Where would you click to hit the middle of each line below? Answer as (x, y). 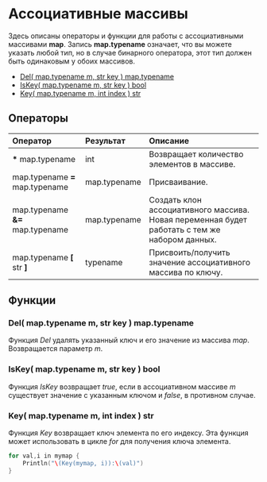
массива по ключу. (186, 272)
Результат (105, 141)
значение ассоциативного (200, 262)
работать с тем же (185, 229)
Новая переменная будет (198, 219)
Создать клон (176, 199)
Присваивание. (178, 182)
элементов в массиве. (192, 164)
